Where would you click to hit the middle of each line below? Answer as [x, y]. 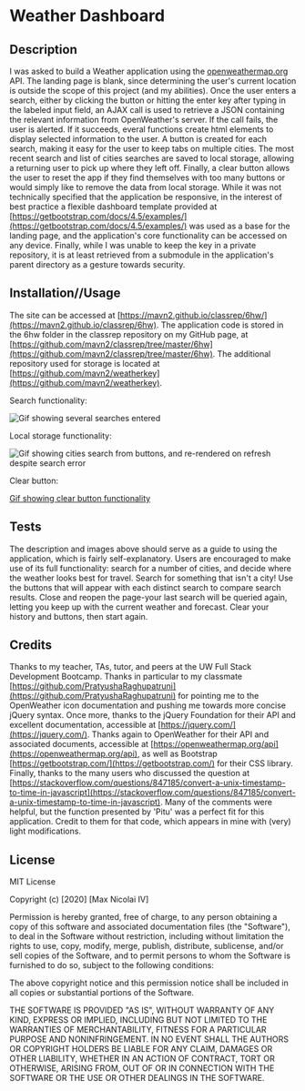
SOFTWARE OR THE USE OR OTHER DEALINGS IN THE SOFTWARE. [137, 1078]
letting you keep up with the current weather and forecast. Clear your [139, 607]
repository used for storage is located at [85, 363]
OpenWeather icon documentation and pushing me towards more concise [148, 705]
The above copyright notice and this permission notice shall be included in [149, 983]
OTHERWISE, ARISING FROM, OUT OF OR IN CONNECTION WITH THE [142, 1068]
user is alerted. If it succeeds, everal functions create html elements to [142, 129]
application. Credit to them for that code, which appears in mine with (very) [150, 822]
